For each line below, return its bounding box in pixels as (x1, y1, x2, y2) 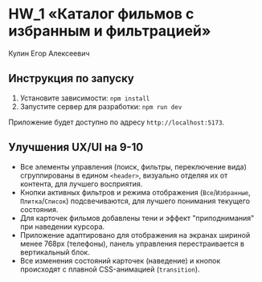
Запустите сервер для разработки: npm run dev (19, 101, 182, 111)
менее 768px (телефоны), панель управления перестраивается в (19, 239, 245, 248)
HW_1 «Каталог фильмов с (8, 5, 194, 23)
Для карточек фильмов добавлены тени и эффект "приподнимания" (19, 213, 255, 223)
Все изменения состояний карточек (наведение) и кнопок (19, 255, 221, 265)
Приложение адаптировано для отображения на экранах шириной (19, 230, 251, 239)
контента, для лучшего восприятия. (19, 178, 143, 189)
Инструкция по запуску (8, 72, 134, 85)
